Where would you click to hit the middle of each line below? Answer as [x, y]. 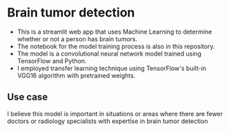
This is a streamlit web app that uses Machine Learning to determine [114, 32]
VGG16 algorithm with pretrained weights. [76, 75]
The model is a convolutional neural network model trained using [109, 54]
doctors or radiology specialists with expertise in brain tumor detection [108, 121]
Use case [28, 97]
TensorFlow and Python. [52, 60]
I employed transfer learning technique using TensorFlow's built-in [112, 68]
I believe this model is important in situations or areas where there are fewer [115, 113]
